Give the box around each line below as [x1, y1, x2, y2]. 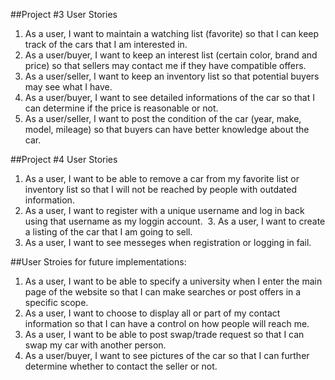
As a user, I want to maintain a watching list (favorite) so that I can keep [24, 28, 320, 39]
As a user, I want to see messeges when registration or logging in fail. [24, 237, 312, 248]
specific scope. [24, 297, 89, 308]
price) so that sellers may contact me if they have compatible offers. [24, 60, 307, 71]
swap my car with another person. [24, 339, 167, 351]
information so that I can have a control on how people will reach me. [24, 318, 310, 329]
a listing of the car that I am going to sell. [24, 226, 193, 238]
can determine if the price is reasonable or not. [24, 102, 219, 114]
